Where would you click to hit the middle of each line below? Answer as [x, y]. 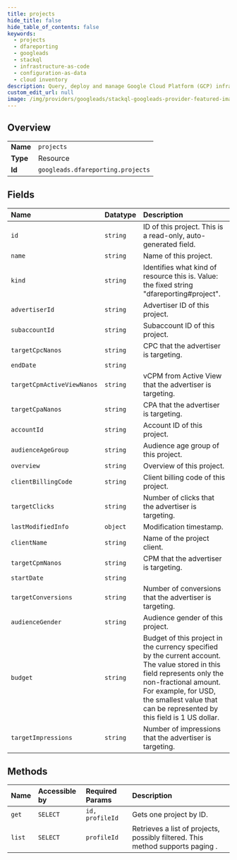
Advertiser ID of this [176, 305]
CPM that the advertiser [182, 559]
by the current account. [182, 655]
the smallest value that [180, 700]
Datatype [120, 215]
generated [160, 244]
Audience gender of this [183, 617]
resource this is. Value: [181, 276]
